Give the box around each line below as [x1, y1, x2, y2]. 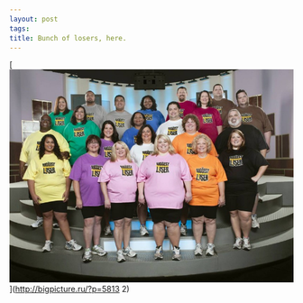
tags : [9, 23, 30, 33]
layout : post [9, 14, 59, 23]
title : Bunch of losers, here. [9, 33, 127, 42]
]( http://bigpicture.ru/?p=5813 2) [9, 284, 130, 295]
